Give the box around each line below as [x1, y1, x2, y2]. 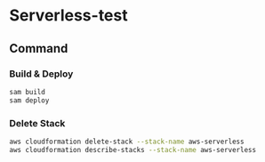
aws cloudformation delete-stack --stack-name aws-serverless [9, 137, 245, 146]
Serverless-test [9, 5, 128, 26]
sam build [9, 87, 46, 96]
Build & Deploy [9, 68, 74, 80]
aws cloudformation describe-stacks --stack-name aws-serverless [9, 145, 256, 154]
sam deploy [9, 95, 50, 105]
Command [9, 41, 68, 56]
